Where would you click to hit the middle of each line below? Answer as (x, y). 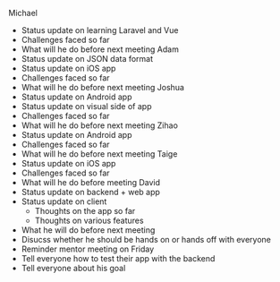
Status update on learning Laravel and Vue (100, 30)
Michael (23, 13)
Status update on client (64, 201)
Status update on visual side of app (86, 106)
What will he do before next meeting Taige (99, 154)
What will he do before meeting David (91, 182)
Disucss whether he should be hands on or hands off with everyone (146, 239)
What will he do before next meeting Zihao (99, 125)
